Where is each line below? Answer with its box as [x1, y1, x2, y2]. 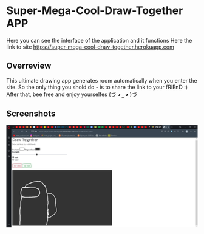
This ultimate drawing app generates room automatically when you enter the [6, 77, 197, 84]
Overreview [6, 61, 52, 71]
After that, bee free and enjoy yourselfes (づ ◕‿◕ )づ [6, 91, 138, 98]
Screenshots [6, 109, 56, 119]
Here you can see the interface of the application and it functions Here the [6, 36, 192, 44]
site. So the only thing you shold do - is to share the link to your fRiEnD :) [6, 83, 188, 91]
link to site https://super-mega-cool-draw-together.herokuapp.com [6, 43, 174, 50]
